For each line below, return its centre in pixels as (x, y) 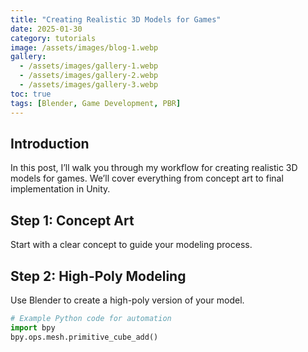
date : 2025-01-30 (46, 29)
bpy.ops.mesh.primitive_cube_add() (84, 337)
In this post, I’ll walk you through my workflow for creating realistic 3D (154, 168)
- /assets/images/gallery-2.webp (89, 76)
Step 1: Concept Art (72, 220)
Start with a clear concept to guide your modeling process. (131, 245)
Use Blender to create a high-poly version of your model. (127, 300)
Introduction (50, 143)
